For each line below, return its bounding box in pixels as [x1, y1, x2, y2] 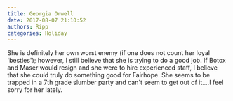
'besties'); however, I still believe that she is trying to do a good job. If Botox [7, 56, 226, 65]
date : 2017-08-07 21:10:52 [7, 17, 86, 24]
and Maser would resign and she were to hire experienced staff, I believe [7, 63, 218, 72]
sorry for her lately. [7, 86, 63, 94]
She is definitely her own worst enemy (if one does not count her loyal [7, 49, 211, 57]
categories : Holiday [7, 29, 68, 37]
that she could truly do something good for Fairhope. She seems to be [7, 71, 211, 79]
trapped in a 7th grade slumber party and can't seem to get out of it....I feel [7, 78, 224, 87]
